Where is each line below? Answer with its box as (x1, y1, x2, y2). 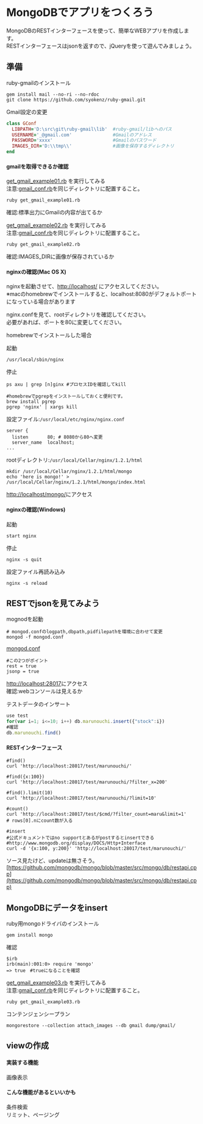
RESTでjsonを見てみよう (6, 598, 100, 608)
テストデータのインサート (6, 700, 71, 708)
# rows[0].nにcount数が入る (6, 818, 73, 824)
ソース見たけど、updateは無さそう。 (6, 857, 98, 865)
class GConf (6, 120, 37, 126)
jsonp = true (6, 669, 40, 675)
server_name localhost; (12, 440, 75, 446)
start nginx (6, 532, 37, 539)
